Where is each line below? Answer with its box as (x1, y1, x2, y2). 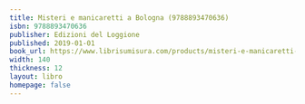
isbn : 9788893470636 (9, 22, 88, 31)
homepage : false (9, 80, 71, 90)
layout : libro (9, 72, 64, 81)
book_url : (9, 47, 47, 56)
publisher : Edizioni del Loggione (9, 30, 141, 39)
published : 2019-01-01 (9, 38, 95, 48)
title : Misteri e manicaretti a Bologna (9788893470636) (9, 13, 230, 23)
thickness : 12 (9, 64, 64, 73)
